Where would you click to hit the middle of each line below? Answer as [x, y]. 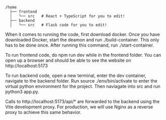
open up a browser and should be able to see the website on [68, 60]
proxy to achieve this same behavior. [43, 112]
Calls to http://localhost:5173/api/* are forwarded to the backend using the [82, 102]
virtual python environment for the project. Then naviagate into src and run [83, 86]
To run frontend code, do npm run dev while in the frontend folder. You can [83, 55]
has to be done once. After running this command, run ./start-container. [80, 45]
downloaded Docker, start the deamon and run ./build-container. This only [82, 40]
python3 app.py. [22, 92]
